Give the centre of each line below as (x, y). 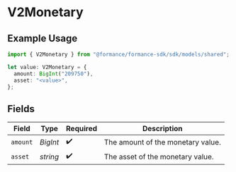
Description (162, 129)
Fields (21, 109)
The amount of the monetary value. (162, 142)
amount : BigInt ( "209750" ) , (54, 74)
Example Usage (43, 38)
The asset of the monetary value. (159, 156)
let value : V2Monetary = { (47, 67)
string (50, 156)
